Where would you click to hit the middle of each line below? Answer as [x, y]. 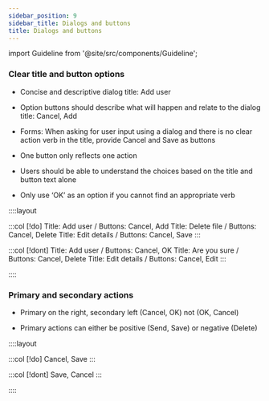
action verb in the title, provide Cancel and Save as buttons [118, 140]
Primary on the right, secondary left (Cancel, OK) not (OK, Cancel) [129, 312]
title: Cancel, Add [49, 115]
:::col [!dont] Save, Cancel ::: [55, 375]
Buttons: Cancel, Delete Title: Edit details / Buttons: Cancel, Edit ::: [117, 258]
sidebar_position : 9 [43, 16]
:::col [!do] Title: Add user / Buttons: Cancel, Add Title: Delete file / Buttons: [132, 226]
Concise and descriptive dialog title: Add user [95, 91]
